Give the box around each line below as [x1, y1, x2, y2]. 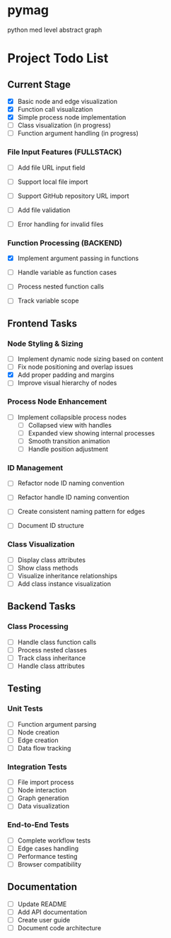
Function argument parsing [17, 720, 97, 728]
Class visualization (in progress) [17, 121, 112, 129]
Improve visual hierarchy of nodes [17, 379, 117, 387]
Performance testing [17, 852, 78, 860]
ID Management [7, 462, 64, 472]
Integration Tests [7, 762, 67, 772]
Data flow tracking [17, 744, 71, 752]
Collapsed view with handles [28, 421, 112, 429]
